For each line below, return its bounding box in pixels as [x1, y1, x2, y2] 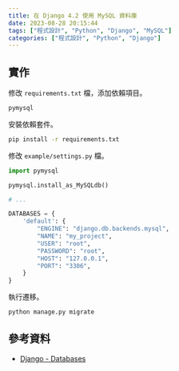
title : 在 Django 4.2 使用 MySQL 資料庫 [8, 11, 137, 20]
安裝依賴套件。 [8, 119, 58, 128]
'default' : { [22, 217, 66, 226]
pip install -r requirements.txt [8, 135, 120, 144]
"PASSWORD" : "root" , [37, 247, 105, 255]
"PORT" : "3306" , [37, 262, 91, 270]
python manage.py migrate [8, 308, 94, 316]
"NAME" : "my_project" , [37, 232, 113, 240]
